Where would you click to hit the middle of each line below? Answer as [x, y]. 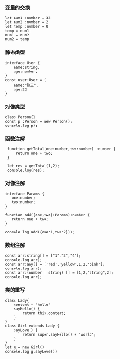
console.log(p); [21, 126]
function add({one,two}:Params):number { [47, 215]
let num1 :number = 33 [28, 18]
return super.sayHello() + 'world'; [59, 335]
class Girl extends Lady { [32, 326]
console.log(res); [26, 171]
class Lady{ [17, 301]
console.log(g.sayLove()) [31, 352]
